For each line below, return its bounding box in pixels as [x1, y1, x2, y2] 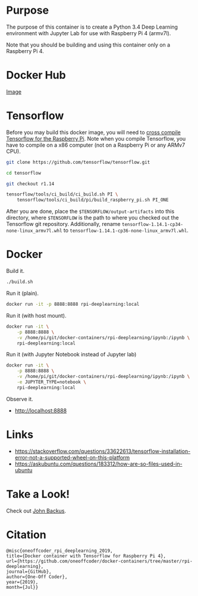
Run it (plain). [6, 290, 39, 297]
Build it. [6, 268, 25, 275]
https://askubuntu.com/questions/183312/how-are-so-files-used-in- [14, 460, 183, 467]
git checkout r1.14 [6, 181, 55, 187]
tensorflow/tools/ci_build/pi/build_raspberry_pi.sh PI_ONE [17, 197, 169, 203]
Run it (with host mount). [6, 312, 67, 319]
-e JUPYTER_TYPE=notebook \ [17, 379, 86, 385]
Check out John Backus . [6, 507, 67, 514]
